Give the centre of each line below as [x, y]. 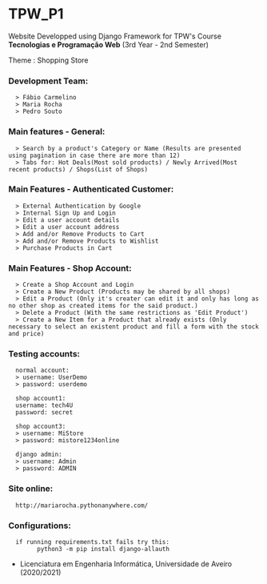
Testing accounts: [44, 354]
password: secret [44, 413]
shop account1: [41, 399]
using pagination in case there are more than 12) [94, 155]
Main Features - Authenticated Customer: [91, 189]
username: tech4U [44, 405]
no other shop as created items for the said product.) [103, 306]
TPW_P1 [36, 14]
